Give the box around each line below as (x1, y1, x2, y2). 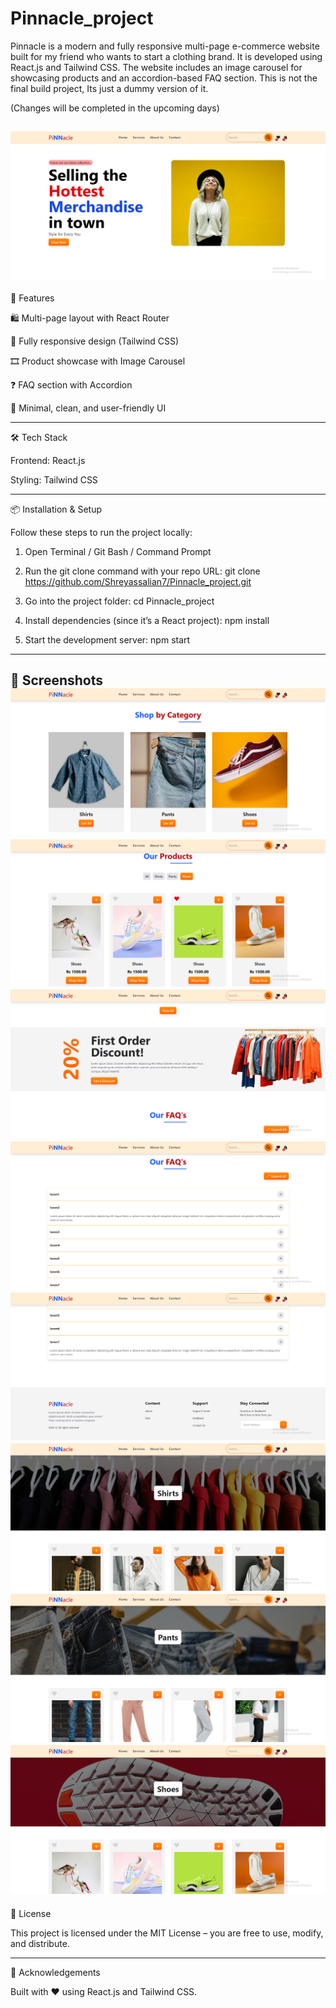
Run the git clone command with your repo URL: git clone (24, 565, 261, 577)
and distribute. (10, 1937, 70, 1949)
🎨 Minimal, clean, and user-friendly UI (10, 402, 167, 414)
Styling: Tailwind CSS (10, 474, 98, 486)
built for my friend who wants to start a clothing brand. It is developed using (10, 50, 323, 62)
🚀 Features (10, 292, 55, 304)
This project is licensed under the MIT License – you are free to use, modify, (10, 1927, 324, 1939)
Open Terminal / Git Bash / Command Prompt (24, 546, 212, 558)
